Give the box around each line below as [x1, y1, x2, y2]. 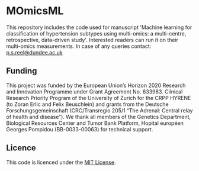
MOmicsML [6, 4, 64, 18]
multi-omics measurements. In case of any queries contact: [6, 43, 152, 50]
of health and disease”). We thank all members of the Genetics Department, [6, 113, 191, 120]
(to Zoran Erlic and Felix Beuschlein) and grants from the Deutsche [6, 101, 169, 108]
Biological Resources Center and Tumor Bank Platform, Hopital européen [6, 120, 184, 127]
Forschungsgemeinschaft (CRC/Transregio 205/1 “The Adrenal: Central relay [6, 107, 193, 114]
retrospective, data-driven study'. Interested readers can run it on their [6, 36, 179, 43]
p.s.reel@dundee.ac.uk [6, 49, 63, 56]
